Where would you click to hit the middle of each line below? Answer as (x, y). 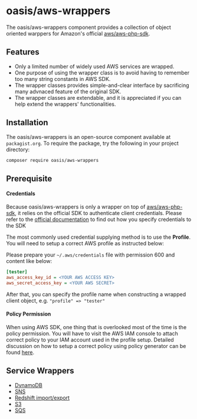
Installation (27, 123)
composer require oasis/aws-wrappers (52, 160)
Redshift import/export (42, 398)
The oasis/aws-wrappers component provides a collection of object (88, 27)
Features (23, 52)
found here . (20, 352)
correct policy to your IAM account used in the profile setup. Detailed (90, 340)
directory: (18, 150)
